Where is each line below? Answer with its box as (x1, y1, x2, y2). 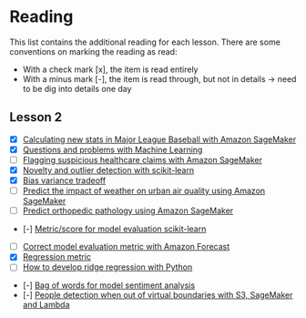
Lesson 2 (9, 109, 63, 125)
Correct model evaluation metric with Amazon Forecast (22, 241, 230, 252)
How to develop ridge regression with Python (22, 262, 193, 272)
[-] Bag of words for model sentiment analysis (22, 280, 196, 291)
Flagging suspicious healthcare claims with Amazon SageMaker (22, 154, 262, 165)
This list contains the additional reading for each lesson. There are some (9, 36, 280, 47)
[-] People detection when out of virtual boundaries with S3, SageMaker (22, 290, 293, 301)
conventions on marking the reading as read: (9, 46, 178, 56)
